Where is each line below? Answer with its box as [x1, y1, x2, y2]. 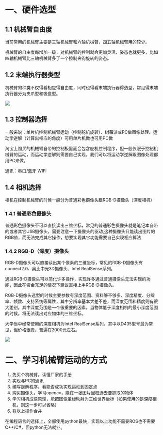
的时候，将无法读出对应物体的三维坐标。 [5, 311, 86, 316]
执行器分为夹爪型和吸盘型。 [5, 91, 61, 96]
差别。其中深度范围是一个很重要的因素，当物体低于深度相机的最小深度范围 [9, 305, 158, 311]
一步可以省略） [29, 402, 59, 407]
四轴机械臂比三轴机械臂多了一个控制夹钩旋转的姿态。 [5, 55, 112, 61]
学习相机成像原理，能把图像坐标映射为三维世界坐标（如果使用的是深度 [12, 396, 153, 402]
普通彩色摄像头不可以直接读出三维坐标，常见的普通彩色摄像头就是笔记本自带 [5, 222, 158, 228]
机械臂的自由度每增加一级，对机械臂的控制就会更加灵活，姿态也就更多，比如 [5, 49, 158, 55]
